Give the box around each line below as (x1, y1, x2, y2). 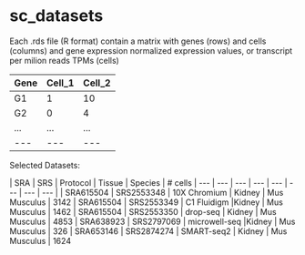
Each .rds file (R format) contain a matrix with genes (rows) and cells (9, 36, 267, 46)
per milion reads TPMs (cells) (9, 55, 120, 66)
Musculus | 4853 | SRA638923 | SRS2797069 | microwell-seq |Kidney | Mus (9, 216, 296, 227)
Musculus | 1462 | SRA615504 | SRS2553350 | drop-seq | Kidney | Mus (9, 206, 277, 217)
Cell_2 (83, 76, 111, 89)
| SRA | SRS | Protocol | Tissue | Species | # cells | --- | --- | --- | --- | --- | (9, 177, 289, 188)
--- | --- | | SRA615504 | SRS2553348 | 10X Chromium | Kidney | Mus (24, 187, 284, 198)
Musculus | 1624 (9, 235, 71, 246)
